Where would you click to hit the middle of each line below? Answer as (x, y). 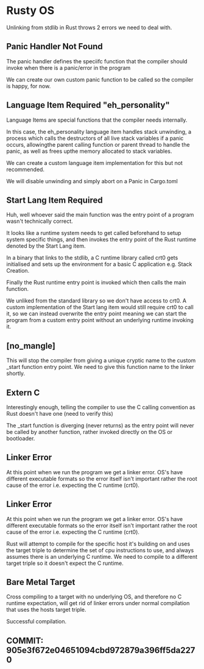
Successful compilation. (37, 622)
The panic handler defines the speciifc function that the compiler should (97, 61)
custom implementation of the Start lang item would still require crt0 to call (100, 307)
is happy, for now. (29, 86)
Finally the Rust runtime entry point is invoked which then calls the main (96, 282)
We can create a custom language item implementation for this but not (94, 163)
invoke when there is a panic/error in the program (69, 68)
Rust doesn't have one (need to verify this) (60, 414)
